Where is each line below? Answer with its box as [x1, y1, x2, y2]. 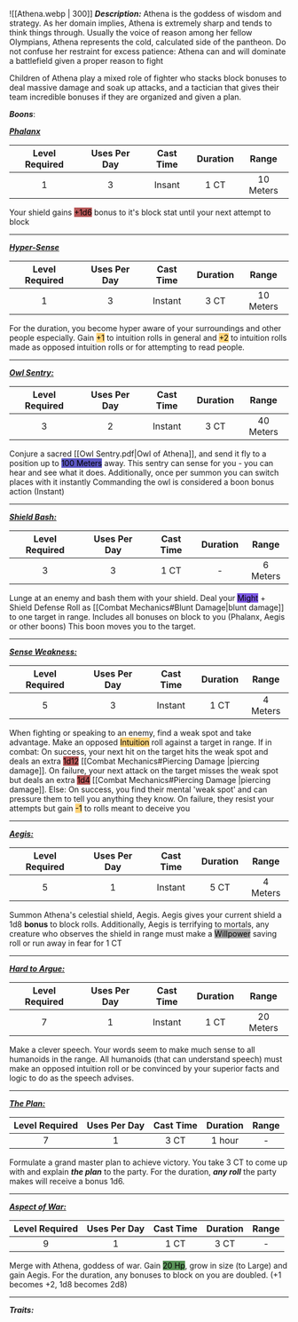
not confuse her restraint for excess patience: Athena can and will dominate [9, 46, 286, 57]
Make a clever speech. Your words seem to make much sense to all [9, 1044, 255, 1055]
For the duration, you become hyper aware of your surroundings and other [9, 323, 282, 333]
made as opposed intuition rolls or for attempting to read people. [9, 342, 246, 352]
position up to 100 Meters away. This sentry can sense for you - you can [9, 458, 274, 468]
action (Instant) [9, 487, 65, 496]
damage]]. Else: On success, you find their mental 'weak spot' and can [9, 784, 268, 795]
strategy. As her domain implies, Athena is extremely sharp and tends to [9, 18, 272, 28]
